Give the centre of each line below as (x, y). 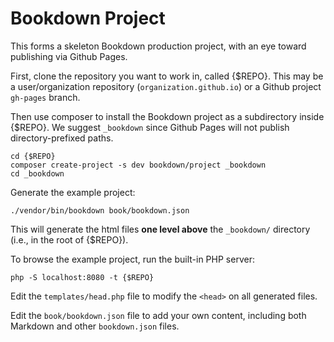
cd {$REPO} (33, 156)
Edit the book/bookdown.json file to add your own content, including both (158, 315)
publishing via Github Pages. (69, 56)
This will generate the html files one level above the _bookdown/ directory (160, 229)
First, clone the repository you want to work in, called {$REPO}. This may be (167, 76)
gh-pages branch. (45, 97)
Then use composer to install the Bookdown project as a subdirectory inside (167, 116)
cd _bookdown (37, 173)
